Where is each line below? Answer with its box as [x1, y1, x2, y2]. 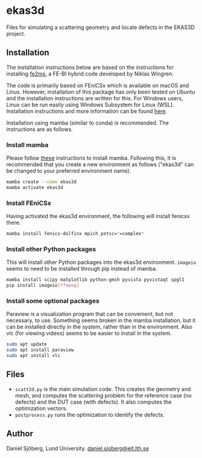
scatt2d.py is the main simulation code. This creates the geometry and [14, 385, 191, 393]
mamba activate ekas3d [6, 184, 63, 190]
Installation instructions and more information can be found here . [6, 107, 168, 115]
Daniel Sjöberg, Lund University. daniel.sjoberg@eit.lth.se [6, 445, 150, 452]
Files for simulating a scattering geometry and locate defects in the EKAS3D [6, 24, 195, 31]
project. [6, 30, 26, 37]
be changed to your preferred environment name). [6, 167, 131, 175]
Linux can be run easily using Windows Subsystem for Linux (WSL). [6, 101, 175, 108]
